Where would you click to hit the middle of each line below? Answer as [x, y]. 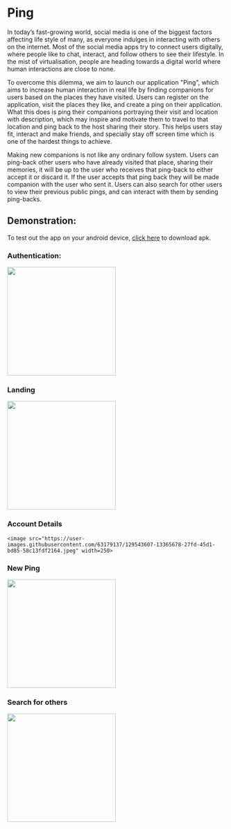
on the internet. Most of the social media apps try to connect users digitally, [115, 47]
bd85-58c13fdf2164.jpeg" [43, 551]
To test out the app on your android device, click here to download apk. [109, 237]
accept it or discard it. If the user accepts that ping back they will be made [113, 177]
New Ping [24, 568]
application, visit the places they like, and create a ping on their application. [115, 104]
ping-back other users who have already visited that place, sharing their [110, 162]
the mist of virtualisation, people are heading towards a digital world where [114, 61]
